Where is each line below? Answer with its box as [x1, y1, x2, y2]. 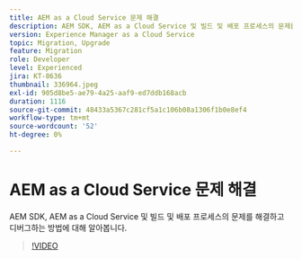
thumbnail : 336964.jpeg [9, 80, 99, 89]
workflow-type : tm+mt [9, 113, 91, 122]
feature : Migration [9, 47, 83, 56]
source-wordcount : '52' [9, 122, 99, 131]
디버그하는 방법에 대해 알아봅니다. [9, 222, 128, 233]
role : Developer [9, 55, 70, 64]
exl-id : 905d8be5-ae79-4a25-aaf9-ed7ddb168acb [9, 88, 187, 97]
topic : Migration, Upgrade [9, 38, 111, 48]
